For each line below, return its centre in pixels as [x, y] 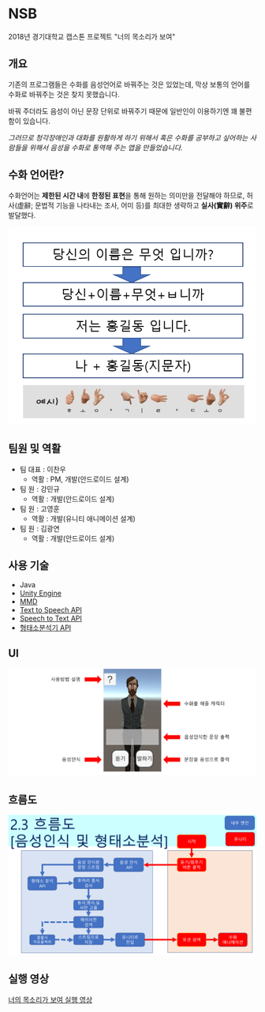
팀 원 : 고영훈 [40, 508]
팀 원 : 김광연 [40, 528]
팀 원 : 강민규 [40, 489]
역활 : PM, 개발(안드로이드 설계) [80, 479]
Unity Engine [40, 594]
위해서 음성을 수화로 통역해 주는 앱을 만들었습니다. [106, 148]
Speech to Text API [51, 618]
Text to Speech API [51, 610]
